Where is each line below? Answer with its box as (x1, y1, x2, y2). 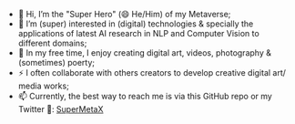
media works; (17, 80, 70, 91)
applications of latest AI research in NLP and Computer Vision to (17, 28, 259, 38)
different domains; (17, 37, 87, 48)
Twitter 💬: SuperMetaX (17, 104, 104, 114)
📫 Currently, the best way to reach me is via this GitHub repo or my (17, 91, 273, 101)
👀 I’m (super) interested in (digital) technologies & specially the (17, 18, 254, 29)
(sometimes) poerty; (17, 57, 96, 67)
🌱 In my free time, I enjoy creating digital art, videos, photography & (17, 47, 271, 58)
